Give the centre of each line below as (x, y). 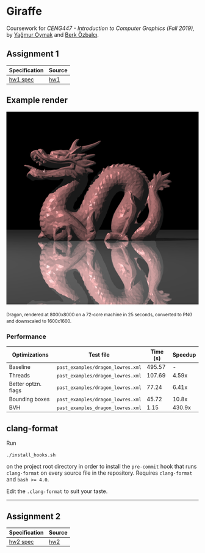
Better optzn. (25, 384)
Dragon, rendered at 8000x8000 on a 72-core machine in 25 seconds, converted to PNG (99, 314)
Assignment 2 (34, 516)
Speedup (184, 355)
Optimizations (30, 355)
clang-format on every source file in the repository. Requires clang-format (99, 473)
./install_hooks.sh (31, 455)
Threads (20, 376)
